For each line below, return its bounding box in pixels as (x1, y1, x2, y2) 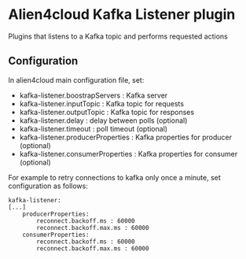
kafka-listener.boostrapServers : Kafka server (19, 91, 168, 100)
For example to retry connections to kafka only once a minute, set (8, 172, 222, 182)
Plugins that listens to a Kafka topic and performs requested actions (8, 31, 228, 41)
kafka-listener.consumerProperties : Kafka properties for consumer (19, 149, 238, 158)
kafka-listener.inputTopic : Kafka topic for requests (19, 98, 185, 108)
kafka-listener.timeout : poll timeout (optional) (19, 124, 167, 133)
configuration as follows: (8, 181, 88, 191)
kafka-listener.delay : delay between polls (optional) (19, 116, 188, 125)
